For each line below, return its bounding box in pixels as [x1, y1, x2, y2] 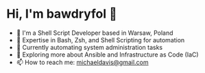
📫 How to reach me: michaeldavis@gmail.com [16, 58, 149, 66]
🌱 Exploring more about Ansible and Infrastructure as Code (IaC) [16, 50, 200, 59]
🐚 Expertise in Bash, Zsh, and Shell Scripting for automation [16, 35, 185, 44]
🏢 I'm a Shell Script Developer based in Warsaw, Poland [16, 29, 173, 37]
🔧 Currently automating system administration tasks [16, 43, 162, 51]
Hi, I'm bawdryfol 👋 [6, 6, 117, 22]
